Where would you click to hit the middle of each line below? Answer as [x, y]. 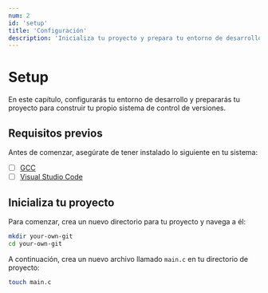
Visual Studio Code [51, 177]
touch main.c [30, 282]
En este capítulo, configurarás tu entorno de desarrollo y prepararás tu [124, 100]
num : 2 [19, 16]
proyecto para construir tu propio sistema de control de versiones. [117, 108]
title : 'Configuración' [48, 30]
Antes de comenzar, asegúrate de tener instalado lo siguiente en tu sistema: [133, 152]
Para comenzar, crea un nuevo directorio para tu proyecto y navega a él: [127, 221]
